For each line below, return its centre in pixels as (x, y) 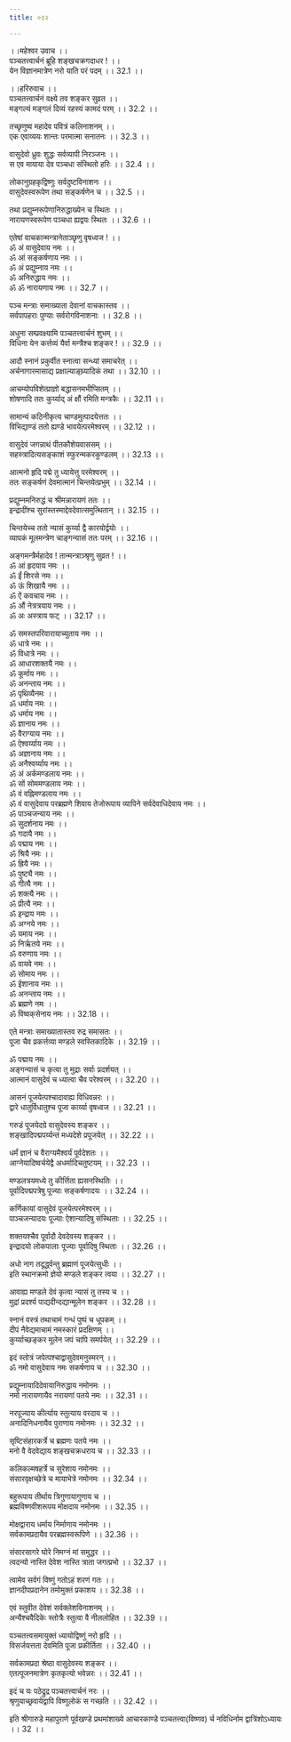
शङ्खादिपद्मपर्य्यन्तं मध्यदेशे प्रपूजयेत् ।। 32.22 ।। (82, 1134)
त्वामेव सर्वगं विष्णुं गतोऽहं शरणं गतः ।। (62, 1579)
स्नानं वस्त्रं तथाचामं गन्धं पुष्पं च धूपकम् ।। (68, 1319)
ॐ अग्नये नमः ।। (35, 923)
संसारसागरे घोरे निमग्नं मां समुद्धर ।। (60, 1552)
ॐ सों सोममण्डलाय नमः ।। (47, 783)
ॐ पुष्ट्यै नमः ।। (33, 874)
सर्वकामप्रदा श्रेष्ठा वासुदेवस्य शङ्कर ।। (63, 1663)
